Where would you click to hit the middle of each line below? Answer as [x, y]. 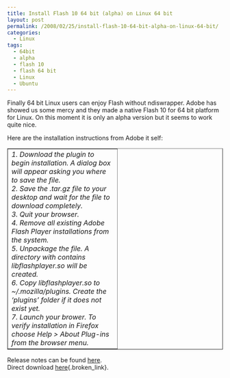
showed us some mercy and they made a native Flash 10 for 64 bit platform [113, 110]
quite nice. [22, 125]
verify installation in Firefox [55, 326]
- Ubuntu [26, 84]
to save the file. [36, 180]
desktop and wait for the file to [61, 197]
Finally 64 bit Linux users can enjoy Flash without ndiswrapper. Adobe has [112, 103]
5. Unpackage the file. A [50, 249]
